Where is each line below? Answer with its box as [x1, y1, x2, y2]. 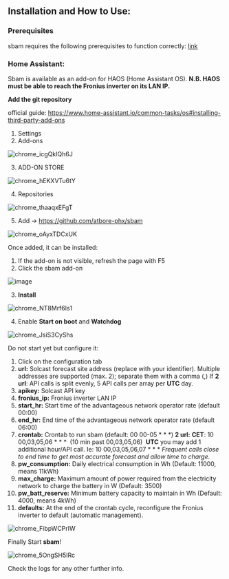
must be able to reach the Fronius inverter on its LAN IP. [8, 82, 171, 90]
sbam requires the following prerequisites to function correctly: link [8, 41, 198, 50]
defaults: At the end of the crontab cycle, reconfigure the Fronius [17, 503, 204, 512]
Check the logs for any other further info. [8, 564, 124, 572]
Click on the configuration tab [17, 357, 102, 366]
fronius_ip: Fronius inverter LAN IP [17, 394, 117, 402]
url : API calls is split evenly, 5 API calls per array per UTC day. [17, 379, 193, 388]
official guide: [8, 108, 47, 116]
